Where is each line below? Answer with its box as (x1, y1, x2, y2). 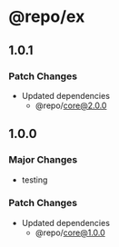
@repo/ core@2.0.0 (35, 100, 107, 111)
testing (21, 174, 48, 185)
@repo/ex (8, 6, 85, 27)
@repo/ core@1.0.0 (35, 227, 105, 238)
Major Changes (8, 153, 78, 166)
